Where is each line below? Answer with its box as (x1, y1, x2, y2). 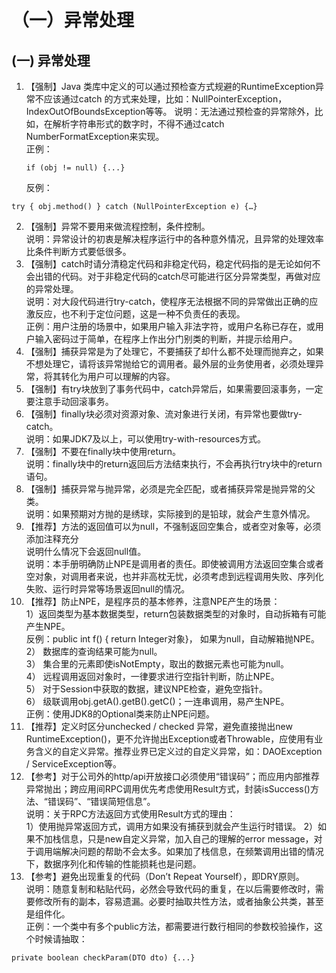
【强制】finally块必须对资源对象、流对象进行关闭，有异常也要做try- (25, 408, 303, 420)
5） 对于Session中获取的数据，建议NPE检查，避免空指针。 (25, 683, 268, 695)
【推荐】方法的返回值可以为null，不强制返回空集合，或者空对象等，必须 (25, 521, 322, 532)
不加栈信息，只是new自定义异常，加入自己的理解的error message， (34, 833, 314, 845)
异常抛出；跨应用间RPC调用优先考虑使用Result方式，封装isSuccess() (25, 783, 311, 795)
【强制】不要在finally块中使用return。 (25, 446, 182, 457)
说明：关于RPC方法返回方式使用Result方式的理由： (25, 808, 236, 820)
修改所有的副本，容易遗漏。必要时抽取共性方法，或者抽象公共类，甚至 (34, 896, 324, 907)
